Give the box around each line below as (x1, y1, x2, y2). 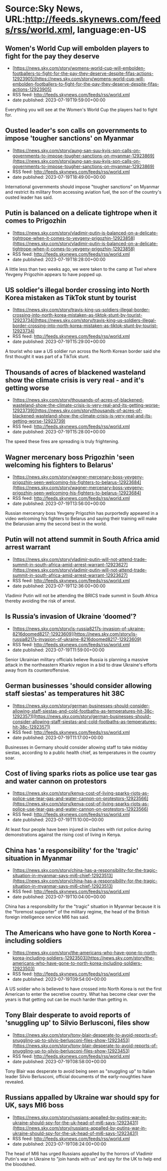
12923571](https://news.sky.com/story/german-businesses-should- (12, 713, 152, 719)
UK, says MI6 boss (5, 1101, 64, 1110)
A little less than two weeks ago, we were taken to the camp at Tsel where (5, 266, 157, 272)
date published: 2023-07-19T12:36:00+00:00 (12, 583, 106, 589)
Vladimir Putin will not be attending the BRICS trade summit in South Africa (5, 592, 158, 598)
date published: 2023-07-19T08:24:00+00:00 (12, 1141, 107, 1147)
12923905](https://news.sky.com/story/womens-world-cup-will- (12, 76, 145, 81)
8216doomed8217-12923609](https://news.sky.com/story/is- (12, 631, 138, 637)
